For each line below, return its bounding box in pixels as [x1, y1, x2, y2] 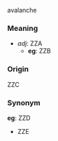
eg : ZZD [7, 114, 31, 122]
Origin [7, 65, 29, 74]
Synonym [7, 98, 41, 107]
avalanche [7, 6, 37, 14]
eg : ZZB [27, 47, 51, 55]
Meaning [7, 23, 38, 33]
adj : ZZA [17, 39, 43, 48]
